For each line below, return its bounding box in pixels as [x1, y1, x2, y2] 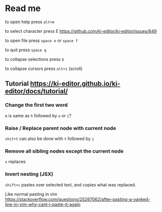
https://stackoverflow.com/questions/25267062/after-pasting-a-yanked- [5, 196, 150, 202]
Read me [5, 3, 41, 14]
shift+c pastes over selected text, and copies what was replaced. [5, 182, 136, 187]
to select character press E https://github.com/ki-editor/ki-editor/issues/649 [5, 28, 157, 34]
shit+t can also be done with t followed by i [5, 136, 94, 141]
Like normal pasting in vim [5, 191, 58, 197]
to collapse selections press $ [5, 56, 64, 62]
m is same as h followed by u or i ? [5, 113, 72, 118]
